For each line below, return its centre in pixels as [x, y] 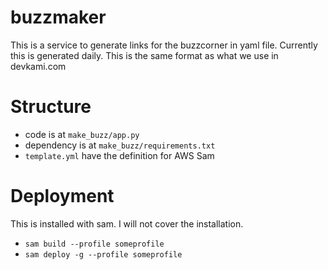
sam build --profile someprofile [94, 244]
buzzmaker [58, 17]
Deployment [62, 196]
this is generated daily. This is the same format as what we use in [144, 55]
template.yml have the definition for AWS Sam [119, 155]
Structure [51, 107]
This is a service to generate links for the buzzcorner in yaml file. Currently [164, 45]
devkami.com [38, 66]
